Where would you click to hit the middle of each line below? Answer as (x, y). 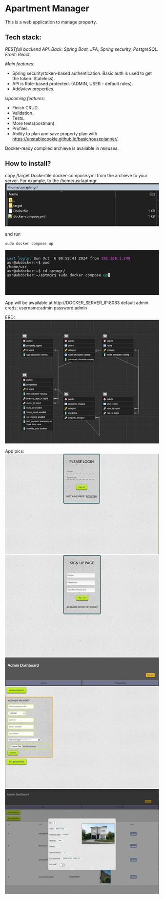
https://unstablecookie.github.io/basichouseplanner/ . (65, 139)
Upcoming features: (25, 98)
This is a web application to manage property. (51, 22)
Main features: (20, 63)
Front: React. (18, 54)
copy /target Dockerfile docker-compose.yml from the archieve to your (76, 175)
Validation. (23, 113)
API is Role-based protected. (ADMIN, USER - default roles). (72, 83)
